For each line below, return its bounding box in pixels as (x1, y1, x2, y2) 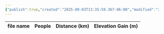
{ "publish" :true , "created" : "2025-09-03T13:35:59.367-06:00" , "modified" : (5, 7, 156, 12)
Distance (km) (55, 22, 89, 29)
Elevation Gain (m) (94, 22, 138, 29)
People (34, 22, 51, 29)
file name (7, 22, 30, 29)
